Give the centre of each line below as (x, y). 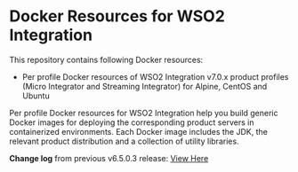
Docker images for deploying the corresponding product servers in (132, 122)
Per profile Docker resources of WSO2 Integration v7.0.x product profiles (155, 76)
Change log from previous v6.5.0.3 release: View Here (109, 158)
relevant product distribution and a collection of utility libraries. (124, 141)
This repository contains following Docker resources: (106, 59)
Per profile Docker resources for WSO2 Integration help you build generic (144, 113)
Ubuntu (36, 96)
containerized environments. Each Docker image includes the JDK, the (139, 131)
